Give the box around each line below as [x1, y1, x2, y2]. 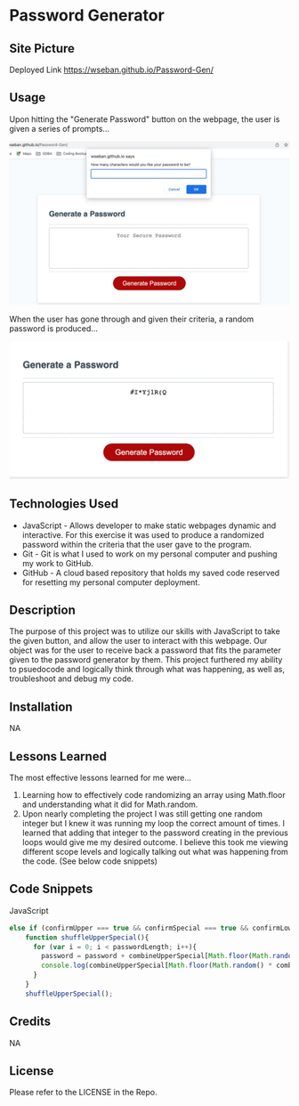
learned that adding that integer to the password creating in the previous [21, 827, 289, 838]
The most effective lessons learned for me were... [9, 772, 192, 783]
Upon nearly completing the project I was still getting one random [21, 808, 263, 819]
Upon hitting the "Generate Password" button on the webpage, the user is [9, 113, 280, 125]
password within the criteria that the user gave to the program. [21, 539, 252, 549]
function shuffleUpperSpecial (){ [25, 932, 149, 942]
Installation [9, 699, 73, 714]
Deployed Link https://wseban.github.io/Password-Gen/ [9, 64, 214, 75]
